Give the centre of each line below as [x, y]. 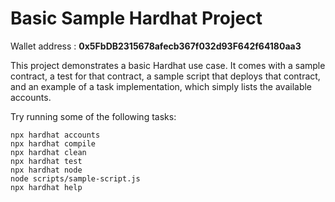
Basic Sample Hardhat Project [136, 18]
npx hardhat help [46, 187]
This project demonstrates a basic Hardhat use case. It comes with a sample [168, 65]
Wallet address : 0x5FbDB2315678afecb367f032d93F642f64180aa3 [156, 46]
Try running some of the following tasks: [93, 116]
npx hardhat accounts [55, 135]
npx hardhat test [46, 161]
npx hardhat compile [53, 143]
